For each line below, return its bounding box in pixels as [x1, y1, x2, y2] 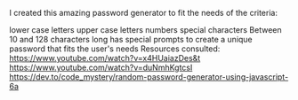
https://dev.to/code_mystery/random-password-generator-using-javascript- [9, 72, 289, 82]
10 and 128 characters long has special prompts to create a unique [9, 35, 254, 44]
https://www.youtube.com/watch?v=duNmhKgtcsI [9, 62, 193, 73]
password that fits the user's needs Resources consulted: [9, 43, 221, 54]
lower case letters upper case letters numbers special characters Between [9, 25, 282, 35]
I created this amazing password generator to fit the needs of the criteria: [9, 8, 278, 18]
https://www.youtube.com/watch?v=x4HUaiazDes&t [9, 53, 201, 63]
